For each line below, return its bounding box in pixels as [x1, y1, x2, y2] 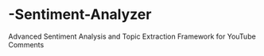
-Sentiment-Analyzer [8, 6, 152, 24]
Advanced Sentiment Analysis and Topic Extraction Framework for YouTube [8, 32, 256, 41]
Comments [8, 39, 45, 49]
